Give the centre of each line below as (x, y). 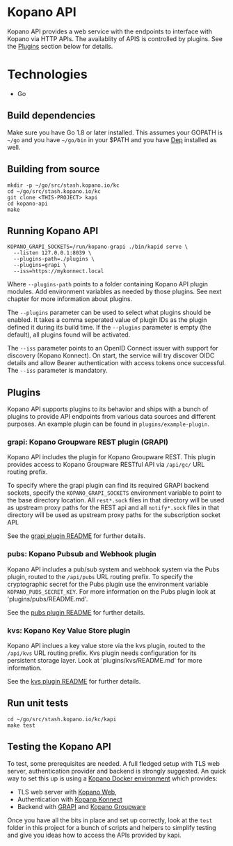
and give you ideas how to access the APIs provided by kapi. (94, 835)
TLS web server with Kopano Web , (67, 792)
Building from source (54, 169)
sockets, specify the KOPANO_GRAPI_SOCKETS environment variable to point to (115, 493)
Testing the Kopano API (59, 747)
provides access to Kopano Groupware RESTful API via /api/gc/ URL (106, 465)
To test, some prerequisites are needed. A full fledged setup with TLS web (114, 763)
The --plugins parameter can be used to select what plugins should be (109, 313)
